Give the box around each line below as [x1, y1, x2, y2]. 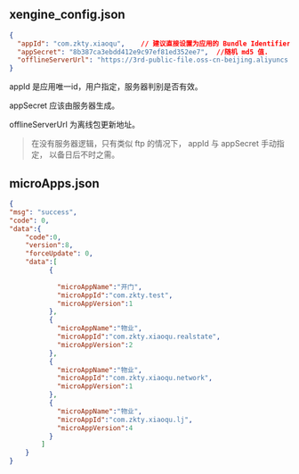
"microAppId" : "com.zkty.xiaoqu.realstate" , [56, 332, 221, 341]
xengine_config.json [9, 7, 126, 22]
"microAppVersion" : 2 [56, 340, 133, 349]
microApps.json [9, 176, 100, 191]
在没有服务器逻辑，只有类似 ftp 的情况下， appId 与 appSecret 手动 [30, 138, 278, 149]
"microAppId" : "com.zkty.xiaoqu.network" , [56, 374, 214, 383]
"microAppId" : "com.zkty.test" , [56, 290, 174, 300]
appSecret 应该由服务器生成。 [9, 100, 120, 111]
